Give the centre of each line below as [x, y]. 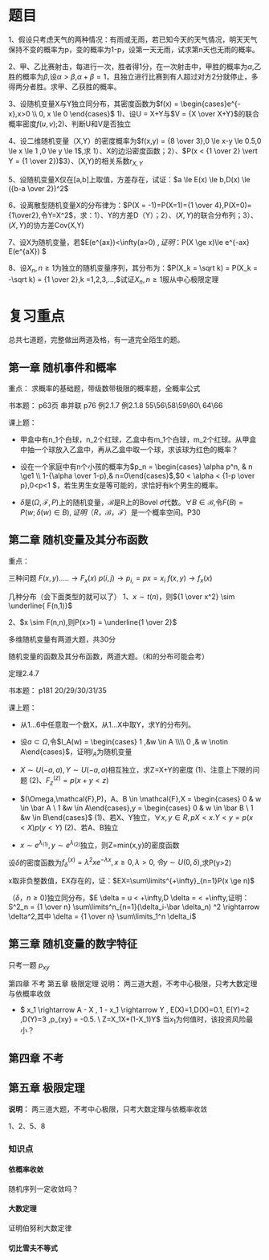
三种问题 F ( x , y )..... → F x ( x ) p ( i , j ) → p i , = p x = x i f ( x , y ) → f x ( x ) [110, 579]
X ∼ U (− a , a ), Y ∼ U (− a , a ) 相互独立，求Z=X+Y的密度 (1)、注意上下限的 [136, 770]
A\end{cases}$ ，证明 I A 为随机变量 [76, 752]
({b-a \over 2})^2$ [39, 188]
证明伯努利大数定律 [40, 1228]
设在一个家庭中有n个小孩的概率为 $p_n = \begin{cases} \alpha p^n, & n [136, 467]
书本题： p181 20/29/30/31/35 [57, 690]
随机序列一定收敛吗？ [43, 1189]
